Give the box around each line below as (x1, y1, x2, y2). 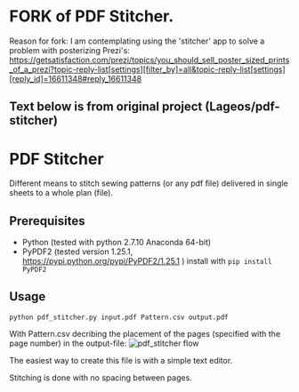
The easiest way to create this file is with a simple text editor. (9, 355, 233, 365)
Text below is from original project (9, 100, 203, 115)
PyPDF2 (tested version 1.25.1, (21, 246, 133, 257)
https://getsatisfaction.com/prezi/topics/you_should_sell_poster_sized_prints (9, 54, 290, 65)
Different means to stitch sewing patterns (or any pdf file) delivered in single (9, 178, 288, 188)
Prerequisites (9, 213, 85, 228)
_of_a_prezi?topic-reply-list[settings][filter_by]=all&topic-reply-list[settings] (9, 64, 286, 75)
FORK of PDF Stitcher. (9, 6, 174, 27)
